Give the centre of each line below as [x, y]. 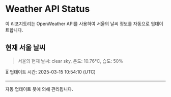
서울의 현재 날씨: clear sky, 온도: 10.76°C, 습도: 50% [70, 61]
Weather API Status [48, 9]
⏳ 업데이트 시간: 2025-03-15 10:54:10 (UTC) [50, 71]
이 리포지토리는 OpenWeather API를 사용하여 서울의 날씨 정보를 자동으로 [78, 23]
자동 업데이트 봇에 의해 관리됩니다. [39, 89]
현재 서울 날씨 [25, 48]
